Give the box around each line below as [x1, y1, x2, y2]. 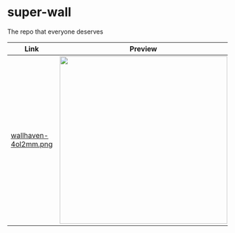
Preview [129, 43, 157, 53]
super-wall [7, 4, 72, 20]
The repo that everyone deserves [7, 27, 104, 36]
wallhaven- [10, 131, 49, 141]
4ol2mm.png [10, 139, 53, 149]
